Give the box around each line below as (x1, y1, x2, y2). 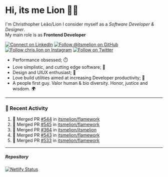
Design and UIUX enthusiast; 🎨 (12, 69, 76, 75)
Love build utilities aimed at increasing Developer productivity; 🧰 (12, 75, 145, 81)
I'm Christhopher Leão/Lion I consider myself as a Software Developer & (5, 21, 154, 27)
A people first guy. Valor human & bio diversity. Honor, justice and (12, 80, 148, 86)
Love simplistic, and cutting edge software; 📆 (12, 64, 106, 70)
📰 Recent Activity (5, 105, 48, 112)
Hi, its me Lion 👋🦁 (5, 5, 78, 16)
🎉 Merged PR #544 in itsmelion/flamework (12, 116, 100, 122)
